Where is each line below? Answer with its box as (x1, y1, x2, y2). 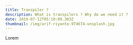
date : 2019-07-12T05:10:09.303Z (5, 16, 74, 21)
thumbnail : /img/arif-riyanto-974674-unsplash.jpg (5, 21, 115, 26)
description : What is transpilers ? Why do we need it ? (5, 12, 128, 17)
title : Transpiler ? (5, 7, 49, 12)
